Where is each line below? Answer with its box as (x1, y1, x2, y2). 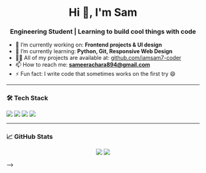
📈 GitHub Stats (6, 132, 53, 141)
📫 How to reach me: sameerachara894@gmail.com (15, 61, 150, 68)
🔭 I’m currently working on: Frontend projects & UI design (15, 41, 162, 48)
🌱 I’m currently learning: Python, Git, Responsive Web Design (15, 48, 173, 55)
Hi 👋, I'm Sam (68, 6, 138, 20)
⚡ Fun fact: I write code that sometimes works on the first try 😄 (15, 70, 176, 78)
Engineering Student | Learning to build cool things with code (10, 28, 196, 36)
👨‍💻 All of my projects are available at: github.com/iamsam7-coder (15, 54, 181, 62)
